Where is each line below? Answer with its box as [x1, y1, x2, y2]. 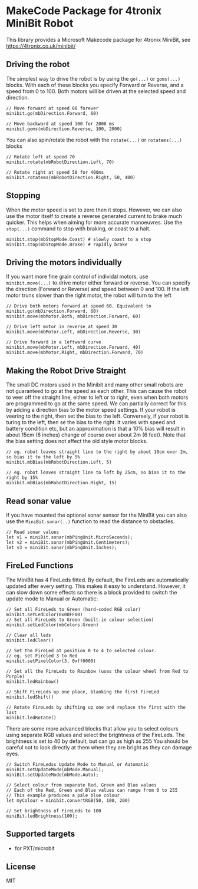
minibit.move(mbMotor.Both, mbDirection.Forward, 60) [6, 313, 141, 319]
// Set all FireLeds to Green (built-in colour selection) [6, 617, 154, 623]
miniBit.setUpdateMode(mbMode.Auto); [6, 772, 99, 778]
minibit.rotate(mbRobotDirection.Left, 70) [6, 159, 115, 165]
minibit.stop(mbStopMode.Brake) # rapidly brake [6, 242, 128, 247]
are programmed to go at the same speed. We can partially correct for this [6, 400, 187, 407]
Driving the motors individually [6, 257, 122, 267]
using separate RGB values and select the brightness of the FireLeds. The [6, 731, 186, 738]
